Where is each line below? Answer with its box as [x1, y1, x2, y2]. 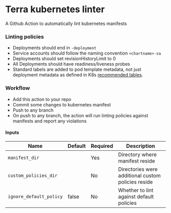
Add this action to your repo [12, 96, 71, 102]
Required [91, 142, 113, 149]
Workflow [5, 85, 31, 92]
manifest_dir [8, 154, 40, 161]
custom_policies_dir [8, 172, 58, 178]
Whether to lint [118, 187, 154, 194]
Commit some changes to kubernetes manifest [12, 101, 111, 108]
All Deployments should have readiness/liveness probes [12, 61, 130, 67]
